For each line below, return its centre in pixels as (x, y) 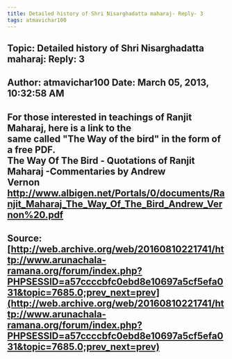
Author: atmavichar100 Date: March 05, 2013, (108, 83)
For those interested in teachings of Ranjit (100, 117)
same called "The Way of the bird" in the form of (114, 139)
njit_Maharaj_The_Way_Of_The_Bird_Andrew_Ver (115, 204)
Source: (25, 239)
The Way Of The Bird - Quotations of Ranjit (101, 160)
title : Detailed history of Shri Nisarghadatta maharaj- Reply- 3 (105, 14)
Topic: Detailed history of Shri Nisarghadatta (106, 48)
